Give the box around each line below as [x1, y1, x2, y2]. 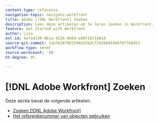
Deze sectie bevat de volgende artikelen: [5, 98, 91, 104]
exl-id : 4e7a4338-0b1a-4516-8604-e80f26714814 [5, 36, 106, 41]
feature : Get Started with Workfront [5, 26, 86, 32]
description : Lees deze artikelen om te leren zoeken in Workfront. [5, 21, 154, 27]
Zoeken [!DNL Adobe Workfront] [12, 108, 82, 114]
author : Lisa [5, 31, 33, 36]
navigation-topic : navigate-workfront [5, 12, 88, 17]
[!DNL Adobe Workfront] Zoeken [5, 81, 146, 92]
